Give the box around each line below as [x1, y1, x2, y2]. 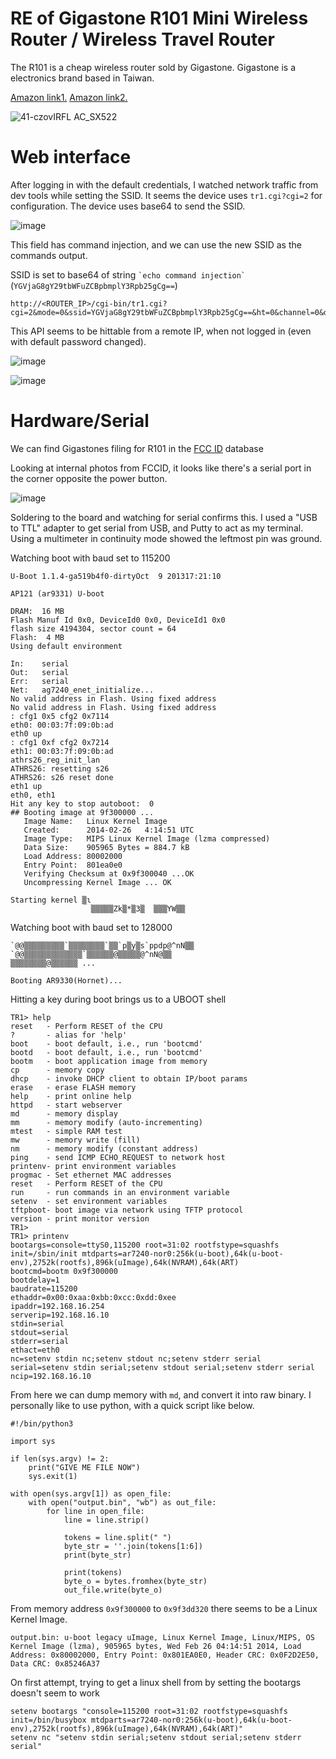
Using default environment [10, 641, 123, 651]
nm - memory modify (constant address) [10, 1143, 199, 1154]
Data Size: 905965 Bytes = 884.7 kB [23, 842, 190, 852]
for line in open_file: [46, 1506, 145, 1516]
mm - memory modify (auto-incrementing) [10, 1117, 203, 1127]
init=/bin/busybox [10, 1715, 87, 1725]
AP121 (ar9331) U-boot [10, 588, 105, 599]
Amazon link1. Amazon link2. [10, 91, 128, 103]
